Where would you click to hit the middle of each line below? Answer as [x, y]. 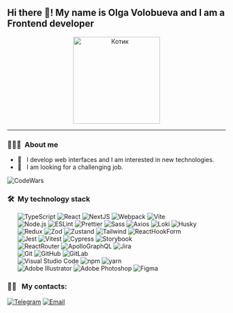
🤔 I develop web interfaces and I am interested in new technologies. [116, 160]
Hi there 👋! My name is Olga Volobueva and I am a [116, 13]
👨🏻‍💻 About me [33, 145]
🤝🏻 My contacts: [37, 287]
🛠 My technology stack [49, 199]
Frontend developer [51, 24]
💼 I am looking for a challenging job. [70, 167]
